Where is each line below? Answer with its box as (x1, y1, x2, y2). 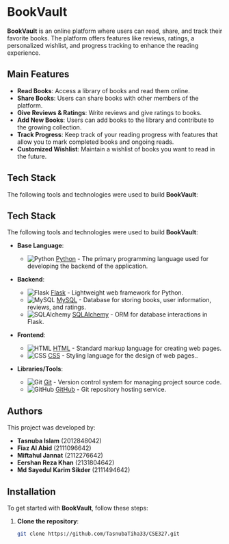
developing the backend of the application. (27, 262, 148, 271)
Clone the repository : (16, 517, 79, 525)
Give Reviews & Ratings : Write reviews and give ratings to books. (16, 108, 202, 116)
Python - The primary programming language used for (55, 255, 209, 263)
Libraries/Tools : (16, 364, 64, 373)
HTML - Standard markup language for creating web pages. (53, 344, 222, 353)
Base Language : (16, 241, 64, 250)
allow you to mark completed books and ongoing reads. (16, 138, 174, 146)
